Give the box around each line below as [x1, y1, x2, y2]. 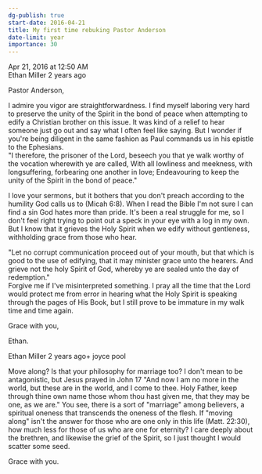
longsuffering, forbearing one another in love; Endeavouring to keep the [8, 168, 240, 177]
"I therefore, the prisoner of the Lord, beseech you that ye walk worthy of [8, 150, 245, 161]
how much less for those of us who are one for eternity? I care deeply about [8, 425, 253, 435]
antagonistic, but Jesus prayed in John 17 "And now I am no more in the [8, 375, 239, 385]
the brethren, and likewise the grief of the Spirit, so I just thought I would [8, 433, 241, 443]
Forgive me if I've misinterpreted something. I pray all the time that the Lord [8, 281, 251, 291]
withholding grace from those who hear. [8, 233, 137, 242]
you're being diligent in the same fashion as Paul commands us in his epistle [8, 134, 254, 143]
